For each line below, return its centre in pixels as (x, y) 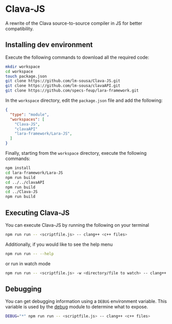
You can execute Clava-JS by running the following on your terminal (77, 225)
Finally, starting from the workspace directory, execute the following (76, 153)
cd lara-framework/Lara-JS (34, 173)
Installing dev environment (49, 45)
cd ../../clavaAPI (25, 182)
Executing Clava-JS (37, 213)
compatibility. (20, 28)
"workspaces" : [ (27, 119)
